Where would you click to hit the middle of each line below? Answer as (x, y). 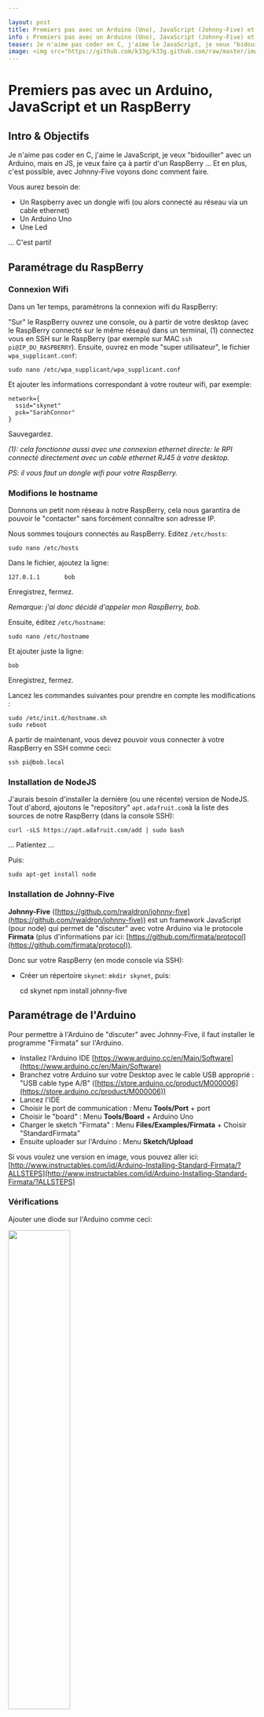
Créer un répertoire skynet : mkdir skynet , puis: (95, 975)
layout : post (29, 22)
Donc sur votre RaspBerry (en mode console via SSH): (96, 960)
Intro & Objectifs (49, 136)
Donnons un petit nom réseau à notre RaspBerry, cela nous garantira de (125, 510)
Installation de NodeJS (52, 782)
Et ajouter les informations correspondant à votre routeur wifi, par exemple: (130, 384)
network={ (24, 399)
